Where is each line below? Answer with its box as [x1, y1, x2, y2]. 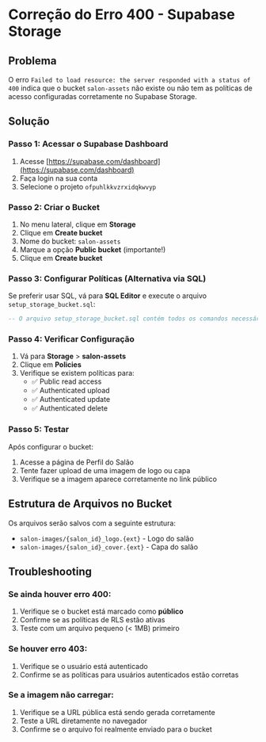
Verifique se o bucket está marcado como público [19, 606, 184, 616]
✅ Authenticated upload [31, 386, 110, 396]
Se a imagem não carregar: [8, 690, 115, 701]
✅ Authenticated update [31, 395, 111, 404]
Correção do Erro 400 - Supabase [8, 6, 235, 24]
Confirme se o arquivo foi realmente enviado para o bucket [19, 724, 212, 734]
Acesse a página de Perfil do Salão [19, 457, 135, 467]
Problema [8, 54, 57, 67]
